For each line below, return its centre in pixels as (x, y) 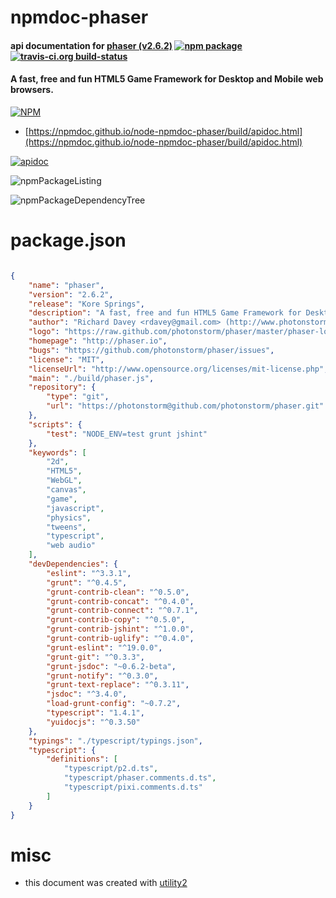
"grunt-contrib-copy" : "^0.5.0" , (116, 620)
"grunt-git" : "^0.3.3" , (95, 657)
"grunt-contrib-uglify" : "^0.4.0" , (120, 639)
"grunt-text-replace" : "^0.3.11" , (118, 685)
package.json (68, 240)
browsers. (32, 90)
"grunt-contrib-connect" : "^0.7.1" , (122, 611)
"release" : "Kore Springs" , (86, 304)
